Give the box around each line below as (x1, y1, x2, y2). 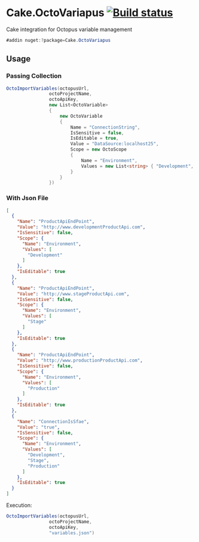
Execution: (6, 502, 32, 509)
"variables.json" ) (48, 529, 95, 536)
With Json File (6, 194, 49, 203)
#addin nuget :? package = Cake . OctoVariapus (6, 37, 111, 43)
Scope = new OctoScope (70, 146, 127, 152)
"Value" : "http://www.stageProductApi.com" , (17, 290, 130, 297)
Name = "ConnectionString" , (70, 124, 140, 130)
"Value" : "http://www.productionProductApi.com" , (17, 357, 143, 364)
